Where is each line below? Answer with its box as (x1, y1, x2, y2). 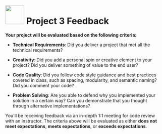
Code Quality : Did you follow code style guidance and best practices (12, 72, 156, 78)
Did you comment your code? (12, 82, 74, 88)
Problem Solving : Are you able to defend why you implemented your (12, 92, 156, 98)
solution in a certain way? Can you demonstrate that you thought (12, 97, 147, 103)
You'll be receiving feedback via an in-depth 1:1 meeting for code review (5, 112, 155, 118)
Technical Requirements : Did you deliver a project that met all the (12, 42, 150, 48)
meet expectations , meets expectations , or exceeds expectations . (5, 123, 147, 129)
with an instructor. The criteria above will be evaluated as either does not (5, 118, 157, 124)
